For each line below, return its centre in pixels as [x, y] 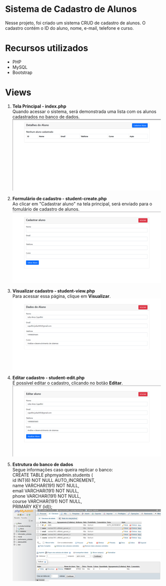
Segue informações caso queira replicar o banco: [62, 470]
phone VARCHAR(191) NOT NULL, [46, 496]
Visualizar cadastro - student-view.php [54, 291]
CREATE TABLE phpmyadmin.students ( [53, 475]
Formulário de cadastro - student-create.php [60, 199]
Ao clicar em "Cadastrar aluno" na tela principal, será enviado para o [82, 204]
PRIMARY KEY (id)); [32, 506]
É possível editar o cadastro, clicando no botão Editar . [67, 383]
